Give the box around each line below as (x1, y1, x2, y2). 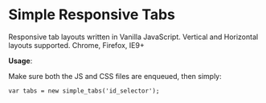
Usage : (8, 56, 33, 65)
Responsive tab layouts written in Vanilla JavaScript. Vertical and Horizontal (8, 32, 259, 42)
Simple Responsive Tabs (8, 6, 175, 24)
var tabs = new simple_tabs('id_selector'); (8, 86, 160, 95)
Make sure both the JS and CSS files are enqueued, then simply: (8, 71, 223, 81)
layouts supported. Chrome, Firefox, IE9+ (8, 40, 145, 50)
